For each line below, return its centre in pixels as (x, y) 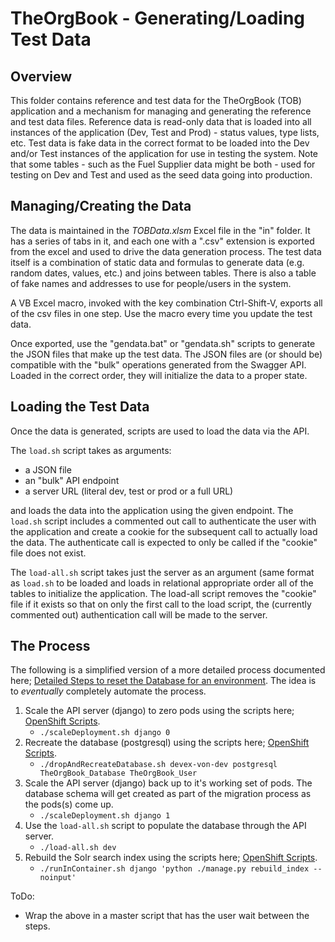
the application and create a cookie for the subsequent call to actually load (164, 531)
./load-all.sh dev (78, 848)
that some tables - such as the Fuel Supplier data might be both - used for (163, 164)
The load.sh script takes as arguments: (91, 450)
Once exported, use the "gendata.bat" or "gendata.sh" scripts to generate (163, 343)
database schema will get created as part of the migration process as (168, 794)
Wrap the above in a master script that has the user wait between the (167, 916)
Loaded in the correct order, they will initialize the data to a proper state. (159, 375)
